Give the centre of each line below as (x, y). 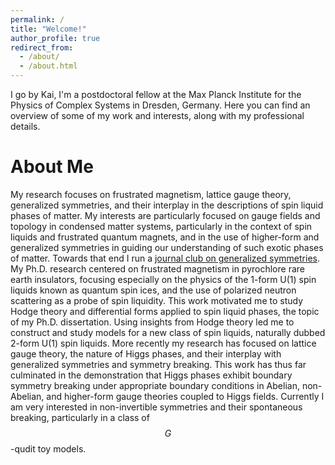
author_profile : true (55, 38)
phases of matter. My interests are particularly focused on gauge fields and (165, 215)
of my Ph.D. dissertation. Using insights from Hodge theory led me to (152, 322)
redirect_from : (42, 47)
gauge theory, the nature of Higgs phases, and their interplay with (146, 353)
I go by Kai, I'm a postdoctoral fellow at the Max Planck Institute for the (156, 94)
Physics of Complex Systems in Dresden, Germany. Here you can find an (160, 105)
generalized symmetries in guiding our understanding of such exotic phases (167, 247)
